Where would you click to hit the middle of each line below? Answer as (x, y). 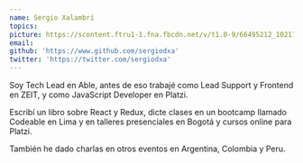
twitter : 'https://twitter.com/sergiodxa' (90, 59)
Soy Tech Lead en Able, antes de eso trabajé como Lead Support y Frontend (151, 85)
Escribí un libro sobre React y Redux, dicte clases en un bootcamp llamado (148, 112)
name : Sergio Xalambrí (52, 18)
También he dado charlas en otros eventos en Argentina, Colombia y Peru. (147, 149)
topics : (24, 26)
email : (22, 43)
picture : (26, 34)
